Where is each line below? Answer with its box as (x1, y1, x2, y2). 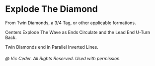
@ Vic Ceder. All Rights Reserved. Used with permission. (5, 55, 121, 61)
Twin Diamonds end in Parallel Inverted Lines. (5, 44, 98, 50)
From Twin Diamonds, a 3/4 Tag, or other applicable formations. (5, 20, 136, 26)
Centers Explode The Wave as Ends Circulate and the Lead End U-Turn (5, 29, 151, 35)
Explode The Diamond (5, 3, 98, 15)
